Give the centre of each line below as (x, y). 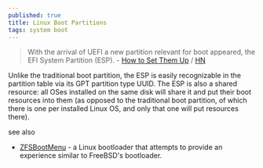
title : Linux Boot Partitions (58, 23)
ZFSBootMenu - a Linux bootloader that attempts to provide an (121, 147)
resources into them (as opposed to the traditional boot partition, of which (128, 100)
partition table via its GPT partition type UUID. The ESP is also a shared (123, 84)
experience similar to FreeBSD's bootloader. (91, 155)
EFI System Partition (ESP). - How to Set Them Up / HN (116, 60)
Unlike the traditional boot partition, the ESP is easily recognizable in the (125, 76)
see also (22, 132)
